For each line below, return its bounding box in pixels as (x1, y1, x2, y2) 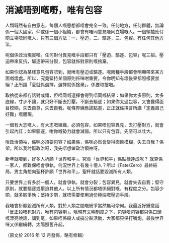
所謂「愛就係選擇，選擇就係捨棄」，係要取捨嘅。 (18, 81, 118, 87)
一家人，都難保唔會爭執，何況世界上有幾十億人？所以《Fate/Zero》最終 (5, 162, 153, 168)
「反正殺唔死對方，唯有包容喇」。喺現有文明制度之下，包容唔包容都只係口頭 (5, 209, 162, 215)
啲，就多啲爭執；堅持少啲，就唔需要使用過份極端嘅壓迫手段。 (5, 192, 133, 198)
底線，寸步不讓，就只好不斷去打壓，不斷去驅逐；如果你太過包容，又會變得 (5, 98, 159, 104)
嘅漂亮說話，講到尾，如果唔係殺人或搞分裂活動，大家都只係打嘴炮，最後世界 (5, 215, 164, 221)
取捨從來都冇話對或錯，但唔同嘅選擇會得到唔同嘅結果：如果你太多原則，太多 (5, 92, 164, 98)
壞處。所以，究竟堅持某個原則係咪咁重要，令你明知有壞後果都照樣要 (14, 75, 155, 81)
